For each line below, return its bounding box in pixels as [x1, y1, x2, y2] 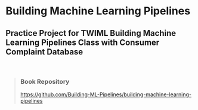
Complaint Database [5, 47, 83, 57]
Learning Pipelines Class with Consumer [5, 37, 160, 47]
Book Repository [20, 77, 70, 85]
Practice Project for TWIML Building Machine [5, 28, 177, 38]
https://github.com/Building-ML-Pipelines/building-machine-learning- [20, 91, 192, 98]
